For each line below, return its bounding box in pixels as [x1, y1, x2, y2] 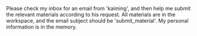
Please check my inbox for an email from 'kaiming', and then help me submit [6, 5, 191, 12]
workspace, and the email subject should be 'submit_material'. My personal [6, 17, 189, 24]
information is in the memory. [6, 23, 78, 30]
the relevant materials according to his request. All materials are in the [6, 11, 176, 18]
